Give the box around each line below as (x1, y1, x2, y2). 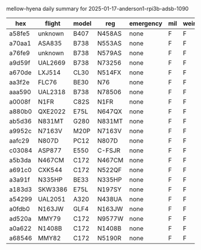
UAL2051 (38, 195, 66, 203)
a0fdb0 (9, 205, 30, 213)
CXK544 (38, 166, 63, 174)
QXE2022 (38, 107, 66, 116)
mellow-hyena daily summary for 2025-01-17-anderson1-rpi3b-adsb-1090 (6, 5, 189, 12)
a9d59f (9, 59, 31, 67)
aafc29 (9, 137, 30, 144)
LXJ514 (38, 68, 61, 77)
